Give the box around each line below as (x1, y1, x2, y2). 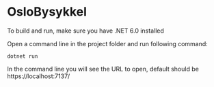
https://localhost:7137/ (7, 72, 70, 80)
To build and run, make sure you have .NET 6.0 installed (7, 27, 164, 35)
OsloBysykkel (7, 4, 88, 20)
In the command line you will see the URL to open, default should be (7, 65, 200, 73)
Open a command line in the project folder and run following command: (7, 39, 209, 48)
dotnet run (7, 52, 38, 60)
